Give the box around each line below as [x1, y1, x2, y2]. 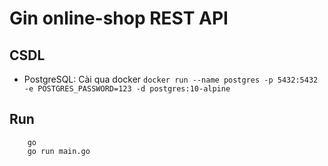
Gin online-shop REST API [9, 7, 229, 30]
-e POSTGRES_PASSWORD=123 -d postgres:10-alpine [23, 84, 231, 94]
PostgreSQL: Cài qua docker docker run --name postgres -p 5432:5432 [23, 73, 319, 85]
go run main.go [27, 146, 91, 156]
